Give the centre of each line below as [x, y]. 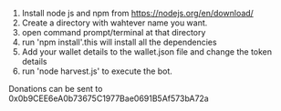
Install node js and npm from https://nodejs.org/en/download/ [138, 13]
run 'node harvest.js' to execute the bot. [97, 71]
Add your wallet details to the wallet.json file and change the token [147, 52]
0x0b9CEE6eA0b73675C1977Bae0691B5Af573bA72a [109, 98]
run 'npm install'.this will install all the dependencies [119, 42]
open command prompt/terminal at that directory [114, 32]
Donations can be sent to [56, 89]
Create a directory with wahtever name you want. [114, 23]
